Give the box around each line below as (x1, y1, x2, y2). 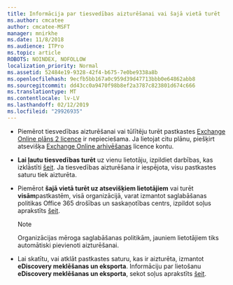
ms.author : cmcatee (7, 17, 64, 24)
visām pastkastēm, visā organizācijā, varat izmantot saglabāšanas (17, 191, 207, 200)
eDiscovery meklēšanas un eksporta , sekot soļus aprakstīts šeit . (17, 269, 206, 277)
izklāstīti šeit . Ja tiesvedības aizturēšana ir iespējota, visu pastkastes (17, 162, 217, 172)
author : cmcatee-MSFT (7, 23, 71, 30)
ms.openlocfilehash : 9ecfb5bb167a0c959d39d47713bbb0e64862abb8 (7, 75, 196, 83)
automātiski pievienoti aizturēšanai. (17, 241, 119, 249)
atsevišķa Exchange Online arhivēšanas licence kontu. (17, 141, 174, 151)
